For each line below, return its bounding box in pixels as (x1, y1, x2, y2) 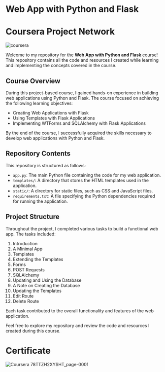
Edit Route (12, 293, 34, 299)
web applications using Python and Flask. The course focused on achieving (5, 95, 159, 101)
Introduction (12, 240, 38, 246)
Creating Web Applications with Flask (12, 110, 89, 115)
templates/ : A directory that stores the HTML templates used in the (12, 177, 149, 183)
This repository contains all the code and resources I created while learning (5, 57, 159, 63)
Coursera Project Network (5, 26, 115, 37)
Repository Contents (5, 149, 71, 158)
